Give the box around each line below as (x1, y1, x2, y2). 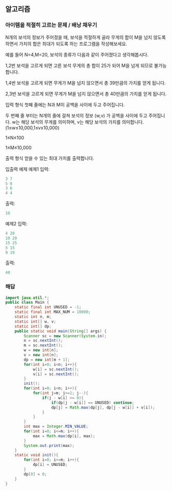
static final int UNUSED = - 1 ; (14, 305, 82, 310)
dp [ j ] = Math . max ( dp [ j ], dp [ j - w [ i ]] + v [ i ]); (51, 405, 155, 410)
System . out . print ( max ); (24, 443, 74, 448)
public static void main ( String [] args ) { (14, 328, 107, 333)
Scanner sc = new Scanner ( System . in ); (24, 333, 107, 339)
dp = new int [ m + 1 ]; (24, 357, 70, 362)
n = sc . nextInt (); (24, 338, 63, 343)
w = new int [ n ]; (24, 348, 59, 353)
